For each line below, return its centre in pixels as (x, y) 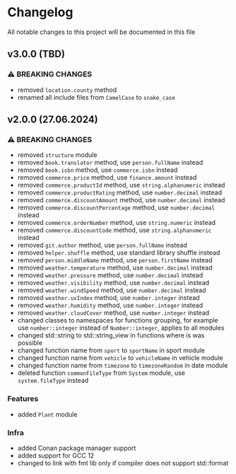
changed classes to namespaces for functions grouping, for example (118, 320)
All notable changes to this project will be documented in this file (101, 32)
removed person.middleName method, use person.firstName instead (115, 260)
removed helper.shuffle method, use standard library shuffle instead (119, 253)
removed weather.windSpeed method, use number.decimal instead (112, 290)
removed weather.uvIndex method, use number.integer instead (108, 298)
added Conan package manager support (77, 448)
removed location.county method (67, 90)
